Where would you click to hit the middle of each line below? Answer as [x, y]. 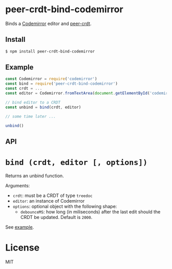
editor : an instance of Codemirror [49, 201]
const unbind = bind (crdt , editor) [43, 107]
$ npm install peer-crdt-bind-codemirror [50, 51]
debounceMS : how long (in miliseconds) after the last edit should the [90, 212]
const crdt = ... [24, 89]
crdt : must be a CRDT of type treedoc [53, 195]
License [23, 247]
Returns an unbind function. [35, 176]
